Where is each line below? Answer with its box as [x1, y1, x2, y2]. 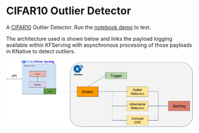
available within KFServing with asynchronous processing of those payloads [6, 41, 192, 48]
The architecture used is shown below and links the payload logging [6, 35, 173, 42]
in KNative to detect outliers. [6, 47, 76, 54]
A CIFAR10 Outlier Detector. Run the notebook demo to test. [6, 24, 151, 31]
